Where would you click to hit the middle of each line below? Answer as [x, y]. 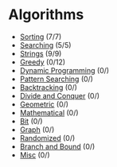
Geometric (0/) [44, 104]
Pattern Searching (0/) [57, 79]
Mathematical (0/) [49, 112]
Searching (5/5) [45, 45]
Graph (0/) [37, 130]
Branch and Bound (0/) [57, 146]
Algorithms [46, 15]
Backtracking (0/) [49, 87]
